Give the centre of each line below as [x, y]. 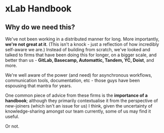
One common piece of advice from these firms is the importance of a [77, 95]
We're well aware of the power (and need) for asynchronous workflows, [79, 75]
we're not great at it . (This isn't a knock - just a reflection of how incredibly [82, 44]
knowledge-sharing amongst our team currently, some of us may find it [78, 111]
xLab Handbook [39, 9]
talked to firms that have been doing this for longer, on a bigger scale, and [81, 55]
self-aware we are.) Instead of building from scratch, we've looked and [78, 50]
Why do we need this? [40, 27]
